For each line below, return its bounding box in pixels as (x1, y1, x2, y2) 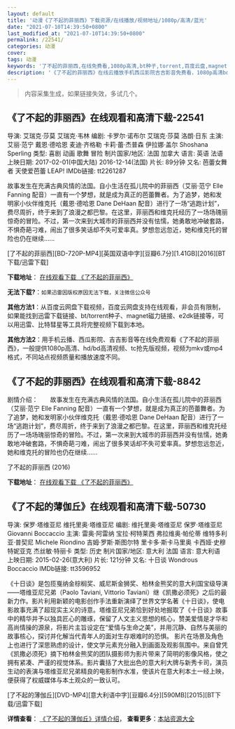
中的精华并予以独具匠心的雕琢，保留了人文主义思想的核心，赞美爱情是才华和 (7, 614, 228, 622)
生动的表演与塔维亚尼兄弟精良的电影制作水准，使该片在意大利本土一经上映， (7, 666, 228, 675)
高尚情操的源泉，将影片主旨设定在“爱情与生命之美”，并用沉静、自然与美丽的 (7, 623, 227, 631)
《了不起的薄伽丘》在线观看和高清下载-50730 (7, 500, 206, 513)
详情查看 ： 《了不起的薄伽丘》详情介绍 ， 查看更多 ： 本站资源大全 (7, 714, 194, 723)
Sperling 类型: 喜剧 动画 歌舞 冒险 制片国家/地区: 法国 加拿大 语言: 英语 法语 (7, 149, 224, 158)
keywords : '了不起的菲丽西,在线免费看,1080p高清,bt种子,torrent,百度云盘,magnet (7, 63, 227, 70)
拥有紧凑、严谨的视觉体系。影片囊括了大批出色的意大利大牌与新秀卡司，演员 (7, 658, 228, 666)
